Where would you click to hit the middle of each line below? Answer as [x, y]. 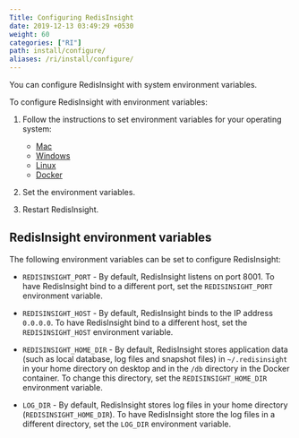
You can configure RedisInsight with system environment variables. [133, 85]
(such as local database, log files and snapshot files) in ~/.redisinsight [155, 358]
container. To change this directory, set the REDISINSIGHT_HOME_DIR [145, 378]
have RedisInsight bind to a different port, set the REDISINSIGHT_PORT [147, 286]
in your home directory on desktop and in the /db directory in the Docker [156, 368]
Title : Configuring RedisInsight [72, 17]
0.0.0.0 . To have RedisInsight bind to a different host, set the [135, 322]
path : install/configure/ [57, 51]
